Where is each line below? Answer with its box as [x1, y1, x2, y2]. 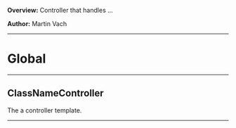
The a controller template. [7, 105, 82, 115]
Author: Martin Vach [7, 20, 67, 27]
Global [7, 51, 46, 67]
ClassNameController [7, 87, 104, 99]
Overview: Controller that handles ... [7, 6, 114, 14]
